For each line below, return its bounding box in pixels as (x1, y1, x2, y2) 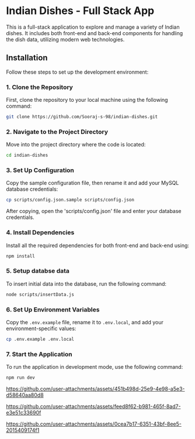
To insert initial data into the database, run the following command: (6, 280, 167, 287)
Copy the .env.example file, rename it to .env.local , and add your (6, 318, 163, 325)
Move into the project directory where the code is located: (6, 141, 146, 148)
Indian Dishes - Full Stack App (6, 4, 155, 18)
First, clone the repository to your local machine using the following (6, 97, 168, 104)
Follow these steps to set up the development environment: (6, 68, 149, 76)
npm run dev (6, 375, 35, 381)
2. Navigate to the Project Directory (6, 128, 109, 136)
